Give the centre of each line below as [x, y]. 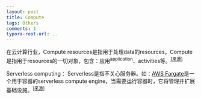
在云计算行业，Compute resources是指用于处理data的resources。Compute [100, 52]
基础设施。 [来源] [26, 89]
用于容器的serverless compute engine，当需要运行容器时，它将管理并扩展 [103, 81]
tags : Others [23, 23]
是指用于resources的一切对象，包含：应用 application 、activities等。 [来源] [94, 60]
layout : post [23, 12]
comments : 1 [21, 28]
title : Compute [25, 17]
